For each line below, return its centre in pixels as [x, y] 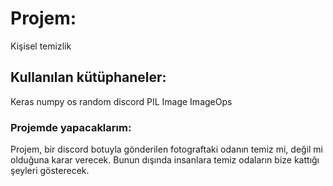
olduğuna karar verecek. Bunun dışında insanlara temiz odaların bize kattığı [165, 160]
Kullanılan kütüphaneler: [88, 77]
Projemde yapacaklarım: [71, 127]
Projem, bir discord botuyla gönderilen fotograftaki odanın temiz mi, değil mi [167, 149]
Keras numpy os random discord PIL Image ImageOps [121, 101]
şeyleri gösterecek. [50, 171]
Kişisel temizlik [41, 46]
